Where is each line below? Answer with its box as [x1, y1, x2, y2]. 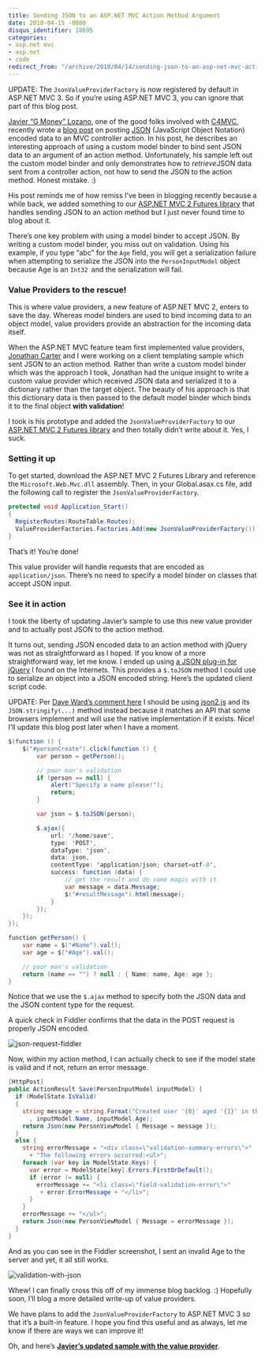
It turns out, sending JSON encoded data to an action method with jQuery [8, 640, 248, 649]
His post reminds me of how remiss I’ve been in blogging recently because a [8, 190, 257, 200]
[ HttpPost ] [8, 1078, 44, 1086]
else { [15, 1137, 37, 1145]
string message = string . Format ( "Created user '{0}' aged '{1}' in [22, 1107, 248, 1115]
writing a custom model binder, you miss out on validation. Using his [8, 239, 230, 249]
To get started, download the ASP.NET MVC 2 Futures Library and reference [8, 471, 256, 481]
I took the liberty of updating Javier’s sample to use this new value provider [8, 616, 252, 626]
